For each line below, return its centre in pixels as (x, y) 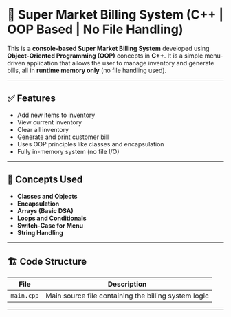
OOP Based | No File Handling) (95, 29)
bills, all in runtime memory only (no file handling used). (87, 70)
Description (127, 284)
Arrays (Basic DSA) (45, 210)
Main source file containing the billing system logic (128, 296)
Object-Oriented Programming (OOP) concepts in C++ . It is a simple (105, 56)
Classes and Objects (47, 196)
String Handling (40, 232)
